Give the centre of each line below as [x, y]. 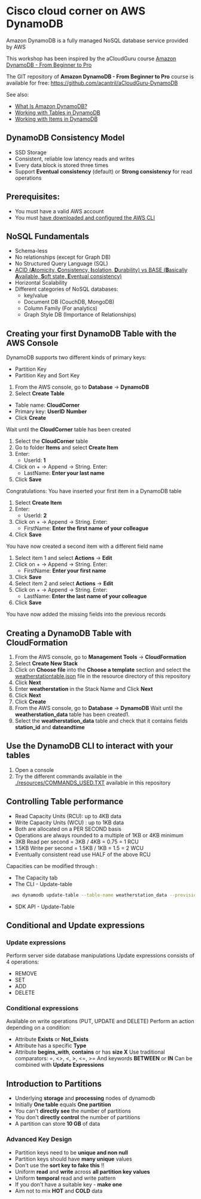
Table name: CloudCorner [47, 405]
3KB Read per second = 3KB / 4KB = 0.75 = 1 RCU [77, 842]
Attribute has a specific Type [51, 1046]
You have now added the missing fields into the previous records [86, 615]
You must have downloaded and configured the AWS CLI [85, 217]
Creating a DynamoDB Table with [69, 633]
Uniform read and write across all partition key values [83, 1171]
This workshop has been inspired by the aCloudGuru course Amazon [91, 58]
